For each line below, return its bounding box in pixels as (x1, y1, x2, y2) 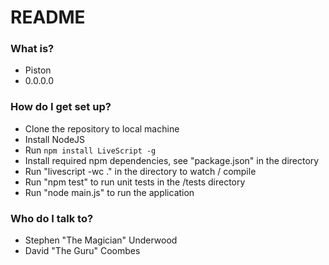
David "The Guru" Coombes (24, 245, 141, 257)
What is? (10, 42, 55, 56)
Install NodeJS (24, 133, 86, 145)
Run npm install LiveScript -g (24, 144, 157, 156)
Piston (24, 64, 52, 76)
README (10, 6, 86, 29)
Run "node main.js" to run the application (24, 186, 195, 198)
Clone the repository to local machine (24, 122, 180, 135)
